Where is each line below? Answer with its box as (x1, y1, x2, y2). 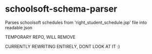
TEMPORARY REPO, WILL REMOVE (5, 34, 76, 40)
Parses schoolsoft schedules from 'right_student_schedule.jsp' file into (5, 19, 147, 25)
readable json (5, 24, 33, 30)
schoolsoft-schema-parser (5, 3, 117, 15)
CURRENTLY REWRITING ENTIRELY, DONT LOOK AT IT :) (5, 43, 120, 49)
